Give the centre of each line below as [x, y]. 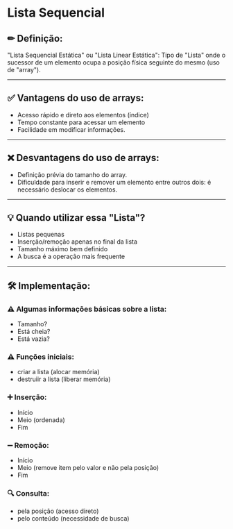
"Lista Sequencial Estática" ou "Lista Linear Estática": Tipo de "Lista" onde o [116, 55]
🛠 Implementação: [49, 286]
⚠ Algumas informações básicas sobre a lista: [87, 309]
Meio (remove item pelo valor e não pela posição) [88, 468]
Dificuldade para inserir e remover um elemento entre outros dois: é [114, 182]
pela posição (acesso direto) [58, 511]
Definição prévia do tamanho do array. [72, 174]
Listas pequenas [41, 235]
